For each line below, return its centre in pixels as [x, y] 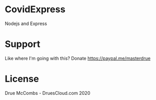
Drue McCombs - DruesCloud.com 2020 [48, 93]
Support [23, 44]
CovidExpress [35, 9]
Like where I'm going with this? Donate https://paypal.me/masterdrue [78, 58]
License [22, 79]
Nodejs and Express [26, 23]
